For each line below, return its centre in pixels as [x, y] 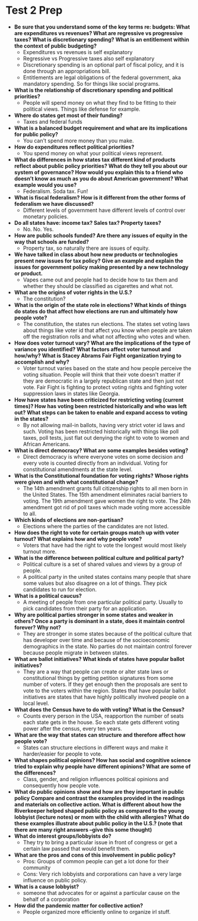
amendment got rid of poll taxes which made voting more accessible [107, 507]
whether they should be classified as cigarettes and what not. [98, 286]
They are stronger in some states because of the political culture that [107, 634]
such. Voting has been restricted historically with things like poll [101, 431]
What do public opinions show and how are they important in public [99, 791]
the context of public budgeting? [55, 46]
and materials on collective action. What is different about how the [98, 804]
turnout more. [40, 552]
